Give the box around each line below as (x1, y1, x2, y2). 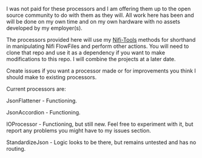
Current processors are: (6, 85, 67, 93)
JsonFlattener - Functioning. (6, 97, 78, 104)
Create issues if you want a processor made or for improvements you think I (6, 67, 196, 74)
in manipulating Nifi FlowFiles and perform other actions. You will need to (6, 42, 189, 50)
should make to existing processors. (6, 74, 97, 81)
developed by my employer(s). (6, 24, 83, 31)
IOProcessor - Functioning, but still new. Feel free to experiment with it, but (6, 120, 194, 128)
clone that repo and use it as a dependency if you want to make (6, 49, 166, 56)
